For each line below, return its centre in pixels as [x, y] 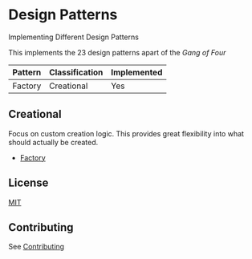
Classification [76, 72]
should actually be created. [53, 142]
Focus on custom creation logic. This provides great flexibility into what [126, 133]
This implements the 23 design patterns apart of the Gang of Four [117, 52]
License [28, 183]
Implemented [137, 72]
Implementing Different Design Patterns [73, 37]
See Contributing [37, 247]
